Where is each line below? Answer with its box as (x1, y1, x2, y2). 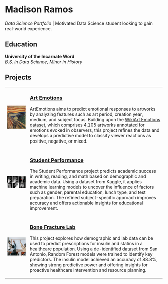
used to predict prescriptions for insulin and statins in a (29, 240, 143, 246)
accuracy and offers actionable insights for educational (29, 200, 143, 206)
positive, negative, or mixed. (29, 138, 88, 144)
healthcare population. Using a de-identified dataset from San (29, 246, 158, 252)
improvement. (29, 205, 58, 211)
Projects (5, 73, 32, 82)
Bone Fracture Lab (29, 224, 76, 231)
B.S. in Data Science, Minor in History (5, 59, 83, 65)
